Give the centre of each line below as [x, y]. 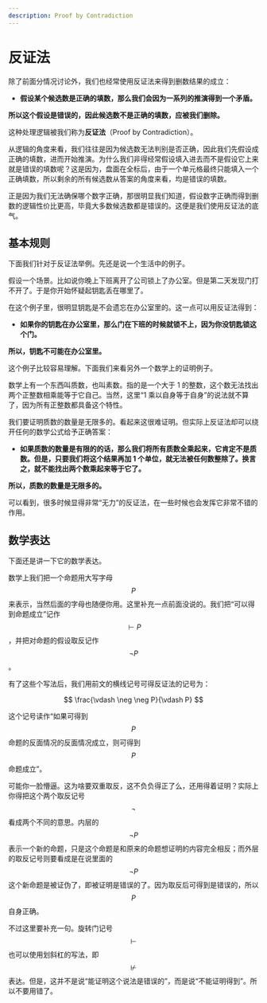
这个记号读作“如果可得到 [48, 716]
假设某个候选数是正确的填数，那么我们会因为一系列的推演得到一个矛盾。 [138, 98]
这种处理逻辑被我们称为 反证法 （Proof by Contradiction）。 [103, 131]
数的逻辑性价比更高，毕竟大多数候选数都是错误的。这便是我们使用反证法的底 [133, 206]
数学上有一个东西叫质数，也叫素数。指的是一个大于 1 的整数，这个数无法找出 [133, 385]
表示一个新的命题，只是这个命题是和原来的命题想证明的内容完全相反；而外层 [133, 848]
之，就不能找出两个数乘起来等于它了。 [82, 469]
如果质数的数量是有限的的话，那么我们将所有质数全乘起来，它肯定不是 [135, 449]
